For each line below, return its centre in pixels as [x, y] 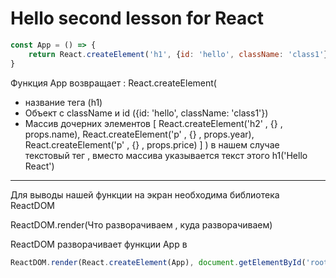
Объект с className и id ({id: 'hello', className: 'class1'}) [146, 113]
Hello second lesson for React [137, 18]
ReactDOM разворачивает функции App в [99, 244]
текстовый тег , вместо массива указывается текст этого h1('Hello [166, 155]
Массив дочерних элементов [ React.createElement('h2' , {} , [153, 123]
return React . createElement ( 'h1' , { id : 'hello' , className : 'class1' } [178, 54]
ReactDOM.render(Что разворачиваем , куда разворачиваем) [141, 224]
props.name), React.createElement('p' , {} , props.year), [139, 134]
